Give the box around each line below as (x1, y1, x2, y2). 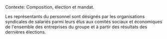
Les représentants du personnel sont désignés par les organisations (5, 14, 145, 19)
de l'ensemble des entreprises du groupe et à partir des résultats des (5, 24, 148, 30)
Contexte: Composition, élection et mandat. (5, 4, 95, 10)
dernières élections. (5, 29, 46, 35)
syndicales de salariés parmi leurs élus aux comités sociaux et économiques (5, 19, 163, 24)
